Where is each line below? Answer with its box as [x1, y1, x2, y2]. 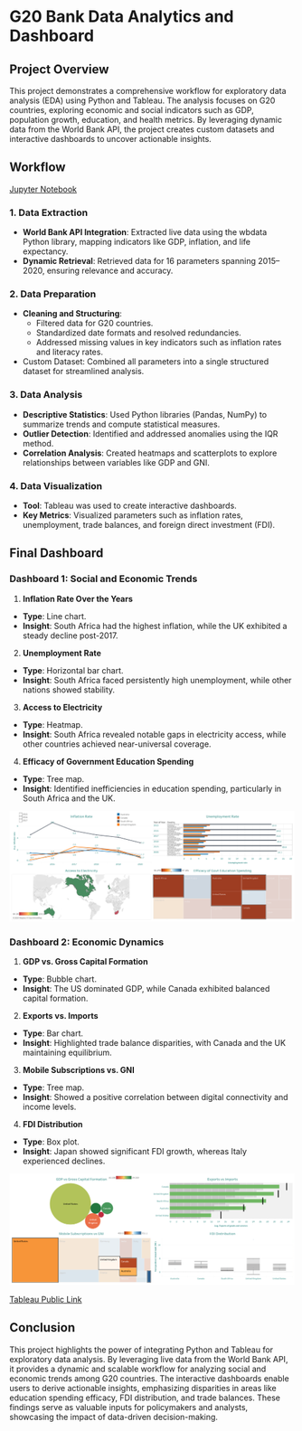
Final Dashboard [9, 545, 104, 561]
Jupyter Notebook [9, 184, 78, 194]
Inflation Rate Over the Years [22, 593, 134, 604]
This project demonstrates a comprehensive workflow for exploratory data [9, 86, 287, 96]
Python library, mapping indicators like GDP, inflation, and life [22, 237, 251, 248]
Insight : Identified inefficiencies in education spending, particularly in [22, 783, 282, 794]
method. [22, 438, 54, 448]
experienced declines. [22, 1155, 106, 1167]
